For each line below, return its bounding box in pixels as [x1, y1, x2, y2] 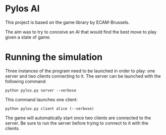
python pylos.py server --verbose [5, 88, 77, 93]
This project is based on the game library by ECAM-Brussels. [5, 19, 130, 25]
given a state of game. [5, 34, 51, 40]
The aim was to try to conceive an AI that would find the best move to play [5, 29, 157, 35]
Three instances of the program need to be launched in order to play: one [5, 68, 155, 74]
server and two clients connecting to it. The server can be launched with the [5, 73, 161, 79]
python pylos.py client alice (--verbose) [5, 106, 94, 111]
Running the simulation [5, 51, 103, 63]
